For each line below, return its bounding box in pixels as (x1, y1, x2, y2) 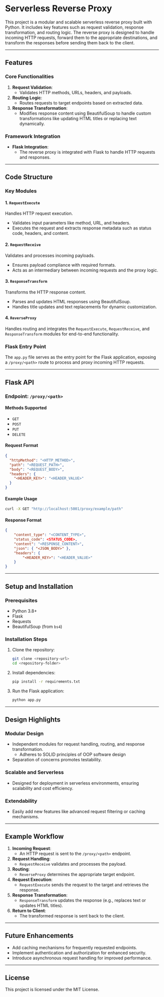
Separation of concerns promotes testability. (12, 757, 102, 763)
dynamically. (19, 121, 45, 126)
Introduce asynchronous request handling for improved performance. (12, 955, 152, 961)
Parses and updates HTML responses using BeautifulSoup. (12, 298, 131, 304)
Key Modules (5, 187, 37, 194)
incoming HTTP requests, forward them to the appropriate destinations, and (5, 35, 158, 41)
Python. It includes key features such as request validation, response (5, 24, 144, 30)
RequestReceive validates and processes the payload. (19, 861, 127, 867)
